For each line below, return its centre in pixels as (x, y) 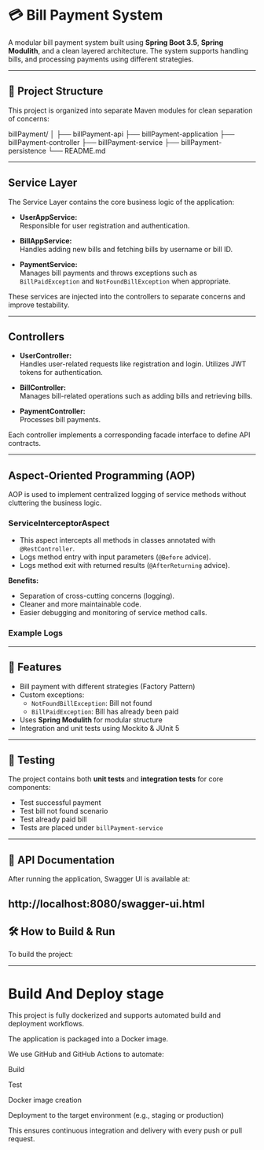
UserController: (46, 356)
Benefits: (24, 581)
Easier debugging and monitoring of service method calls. (113, 613)
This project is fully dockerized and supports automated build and (115, 1015)
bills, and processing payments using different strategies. (101, 59)
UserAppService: (48, 217)
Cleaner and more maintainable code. (80, 604)
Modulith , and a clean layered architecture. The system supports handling (128, 50)
